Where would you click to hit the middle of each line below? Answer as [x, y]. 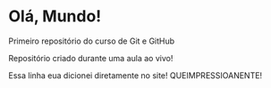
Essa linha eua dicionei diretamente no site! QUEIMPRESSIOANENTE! [135, 75]
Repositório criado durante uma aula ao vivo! [91, 58]
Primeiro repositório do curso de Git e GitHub [92, 41]
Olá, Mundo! [55, 16]
